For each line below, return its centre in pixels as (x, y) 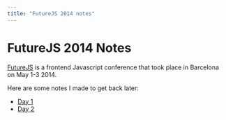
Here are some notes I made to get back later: (73, 88)
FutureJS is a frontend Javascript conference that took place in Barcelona (113, 67)
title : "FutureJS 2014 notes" (51, 14)
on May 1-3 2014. (32, 74)
